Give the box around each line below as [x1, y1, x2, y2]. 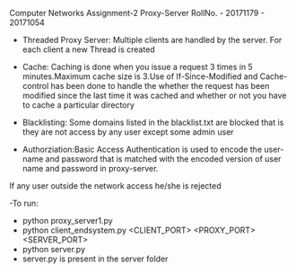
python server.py [22, 244, 86, 254]
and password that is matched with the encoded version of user [45, 154, 282, 164]
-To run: [9, 198, 39, 208]
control [22, 81, 49, 91]
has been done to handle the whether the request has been [50, 81, 270, 91]
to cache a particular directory [22, 100, 135, 110]
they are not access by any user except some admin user [22, 127, 235, 137]
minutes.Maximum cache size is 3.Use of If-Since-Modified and [22, 71, 258, 82]
